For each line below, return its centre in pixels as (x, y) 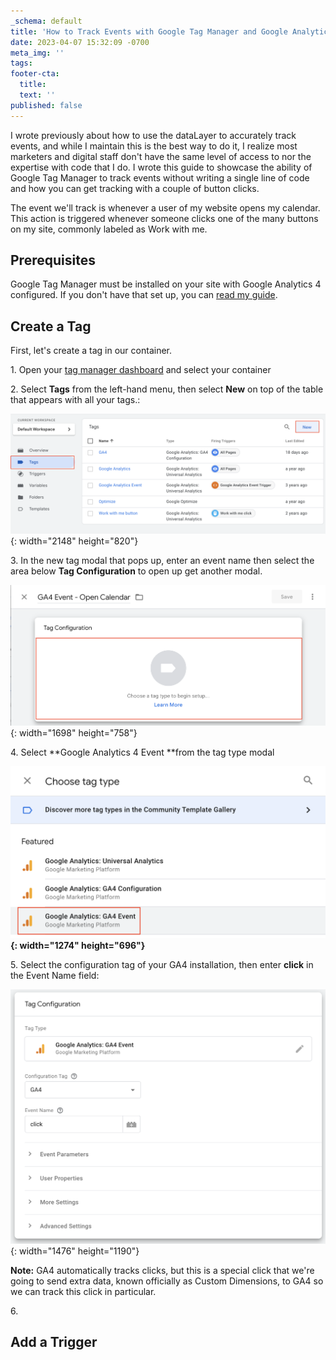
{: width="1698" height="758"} (74, 733)
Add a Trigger (54, 1341)
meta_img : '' (37, 53)
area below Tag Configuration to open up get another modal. (136, 571)
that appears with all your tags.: (75, 400)
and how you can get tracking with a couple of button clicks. (135, 188)
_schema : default (46, 21)
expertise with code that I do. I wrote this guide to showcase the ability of (161, 167)
